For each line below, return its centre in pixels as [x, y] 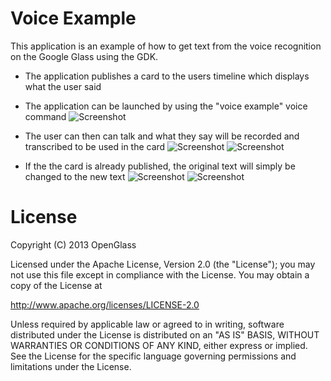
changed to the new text [75, 176]
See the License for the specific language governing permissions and [153, 356]
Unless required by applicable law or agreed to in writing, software [147, 324]
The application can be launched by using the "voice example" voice [166, 106]
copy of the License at [56, 285]
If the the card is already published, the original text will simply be [160, 166]
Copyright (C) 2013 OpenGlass [73, 244]
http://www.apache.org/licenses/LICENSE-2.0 [105, 304]
